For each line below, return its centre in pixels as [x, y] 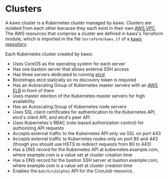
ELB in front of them [33, 90]
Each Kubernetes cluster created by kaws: [49, 54]
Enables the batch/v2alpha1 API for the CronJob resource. [73, 171]
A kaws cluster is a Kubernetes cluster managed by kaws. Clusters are [78, 23]
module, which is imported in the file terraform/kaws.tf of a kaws [74, 39]
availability [24, 101]
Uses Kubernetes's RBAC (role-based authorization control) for [78, 123]
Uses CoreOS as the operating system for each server [69, 64]
